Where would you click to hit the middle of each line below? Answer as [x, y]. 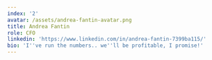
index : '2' [23, 13]
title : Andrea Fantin [39, 26]
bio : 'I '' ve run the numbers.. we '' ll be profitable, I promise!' [105, 46]
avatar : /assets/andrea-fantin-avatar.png [70, 20]
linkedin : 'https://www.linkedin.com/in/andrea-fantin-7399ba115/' [107, 39]
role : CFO [22, 33]
